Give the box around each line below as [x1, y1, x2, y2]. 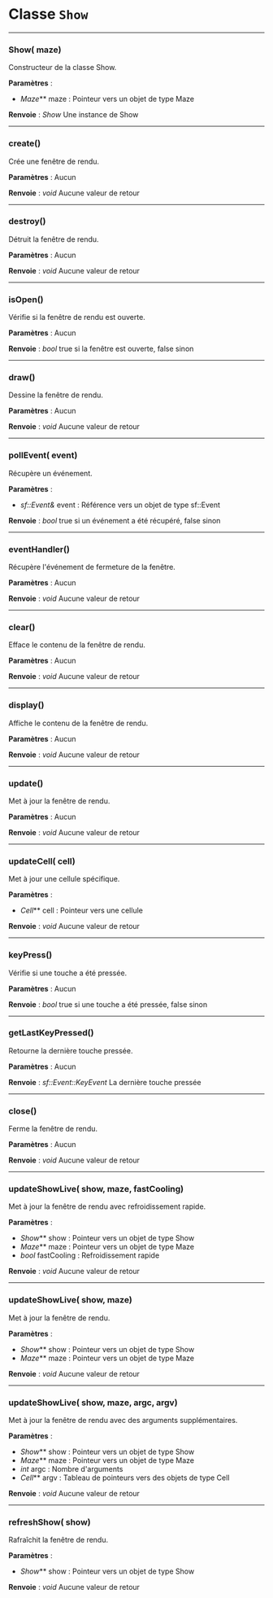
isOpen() [8, 294, 44, 305]
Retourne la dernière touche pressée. [8, 1045, 133, 1055]
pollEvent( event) [8, 449, 78, 461]
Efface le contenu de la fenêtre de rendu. [8, 640, 146, 650]
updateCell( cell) [8, 856, 76, 867]
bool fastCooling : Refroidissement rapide [19, 1250, 160, 1260]
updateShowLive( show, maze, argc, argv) [8, 1397, 178, 1408]
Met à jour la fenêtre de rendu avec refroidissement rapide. [8, 1202, 206, 1211]
